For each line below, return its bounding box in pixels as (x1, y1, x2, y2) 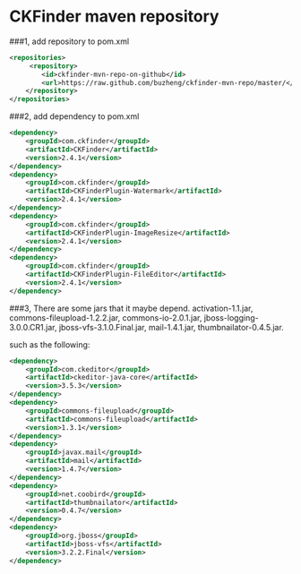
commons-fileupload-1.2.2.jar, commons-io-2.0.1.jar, (9, 312, 202, 323)
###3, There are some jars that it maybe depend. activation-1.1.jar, (9, 303, 254, 313)
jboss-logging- (203, 312, 259, 323)
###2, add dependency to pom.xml (9, 111, 140, 122)
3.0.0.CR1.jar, (9, 321, 57, 332)
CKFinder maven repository (9, 6, 219, 27)
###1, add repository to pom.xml (9, 36, 130, 47)
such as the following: (9, 338, 90, 350)
